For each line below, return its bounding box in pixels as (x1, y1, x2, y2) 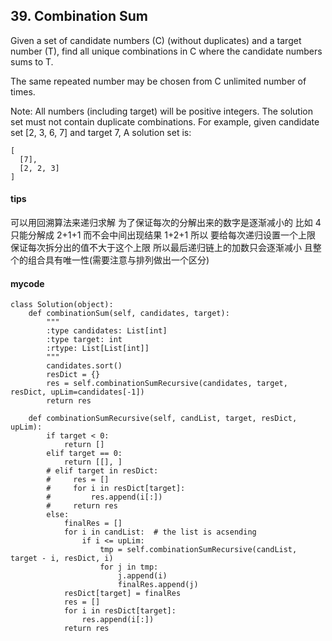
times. (10, 85, 36, 98)
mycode (10, 277, 45, 289)
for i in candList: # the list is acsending (63, 527, 257, 538)
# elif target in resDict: (46, 466, 159, 476)
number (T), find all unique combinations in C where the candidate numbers (10, 45, 323, 57)
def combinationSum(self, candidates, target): (28, 309, 230, 319)
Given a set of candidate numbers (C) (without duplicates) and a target (10, 34, 302, 46)
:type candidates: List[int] (46, 326, 168, 336)
